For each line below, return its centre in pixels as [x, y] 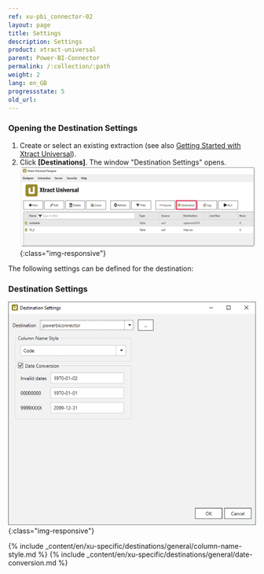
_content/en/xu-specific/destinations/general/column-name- [143, 546]
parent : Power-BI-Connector [54, 58]
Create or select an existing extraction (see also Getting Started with [130, 145]
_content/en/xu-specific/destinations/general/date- [169, 554]
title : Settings [35, 33]
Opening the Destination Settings [73, 128]
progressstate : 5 [37, 91]
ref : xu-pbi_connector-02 [50, 17]
